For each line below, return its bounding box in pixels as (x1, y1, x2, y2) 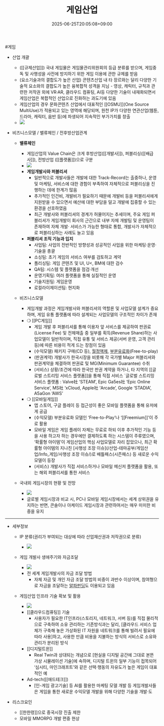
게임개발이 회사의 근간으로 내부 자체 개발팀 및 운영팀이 (51, 217, 154, 223)
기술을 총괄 (34, 248, 55, 254)
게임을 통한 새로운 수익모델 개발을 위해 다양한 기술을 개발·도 (39, 688, 153, 694)
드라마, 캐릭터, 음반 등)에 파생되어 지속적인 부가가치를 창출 (19, 113, 131, 119)
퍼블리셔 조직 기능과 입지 (26, 236, 74, 242)
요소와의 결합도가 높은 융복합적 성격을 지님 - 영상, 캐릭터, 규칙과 (28, 83, 150, 88)
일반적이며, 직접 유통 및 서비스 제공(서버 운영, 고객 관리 (51, 336, 155, 342)
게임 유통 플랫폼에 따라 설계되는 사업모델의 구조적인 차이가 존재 (37, 311, 157, 317)
